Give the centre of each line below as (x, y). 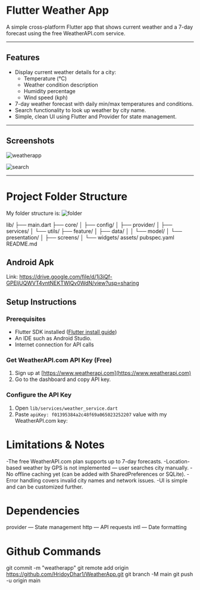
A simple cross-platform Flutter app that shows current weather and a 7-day (100, 27)
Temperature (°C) (45, 78)
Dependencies (43, 511)
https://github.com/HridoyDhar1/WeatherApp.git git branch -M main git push (100, 574)
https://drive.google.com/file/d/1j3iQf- (66, 277)
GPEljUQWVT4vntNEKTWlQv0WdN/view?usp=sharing (73, 283)
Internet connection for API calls (54, 345)
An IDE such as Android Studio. (53, 338)
